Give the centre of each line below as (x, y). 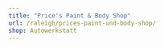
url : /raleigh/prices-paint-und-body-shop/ (82, 23)
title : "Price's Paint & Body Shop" (70, 16)
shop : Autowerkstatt (43, 30)
